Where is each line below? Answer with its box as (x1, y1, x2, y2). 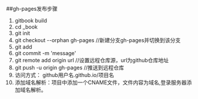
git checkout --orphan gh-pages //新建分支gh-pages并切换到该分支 (14, 37, 181, 43)
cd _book (14, 23, 38, 30)
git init (14, 30, 30, 37)
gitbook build (14, 17, 48, 24)
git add (14, 43, 33, 50)
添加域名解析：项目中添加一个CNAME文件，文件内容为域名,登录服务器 (14, 79, 187, 86)
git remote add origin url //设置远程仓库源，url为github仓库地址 (14, 57, 169, 63)
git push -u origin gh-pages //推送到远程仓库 (14, 64, 124, 71)
